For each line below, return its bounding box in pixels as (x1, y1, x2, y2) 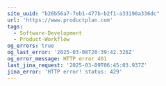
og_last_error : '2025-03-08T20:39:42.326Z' (7, 49, 135, 56)
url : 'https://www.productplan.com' (7, 17, 113, 24)
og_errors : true (7, 42, 54, 49)
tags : (7, 23, 23, 30)
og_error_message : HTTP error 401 (7, 55, 108, 62)
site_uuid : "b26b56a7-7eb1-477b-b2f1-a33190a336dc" (7, 10, 160, 17)
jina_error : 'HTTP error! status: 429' (7, 68, 123, 75)
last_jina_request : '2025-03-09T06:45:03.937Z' (7, 62, 148, 69)
